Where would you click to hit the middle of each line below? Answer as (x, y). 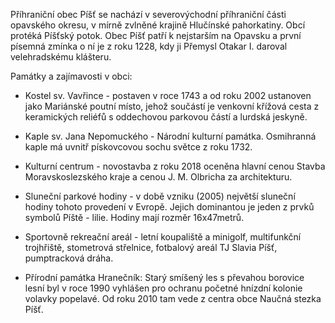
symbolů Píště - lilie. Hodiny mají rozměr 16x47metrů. (134, 217)
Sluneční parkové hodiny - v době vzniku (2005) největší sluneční (160, 196)
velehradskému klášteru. (61, 57)
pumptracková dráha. (69, 258)
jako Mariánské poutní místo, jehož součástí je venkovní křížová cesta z (172, 106)
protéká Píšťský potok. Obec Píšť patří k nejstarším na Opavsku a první (156, 35)
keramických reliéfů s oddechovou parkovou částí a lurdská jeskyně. (166, 117)
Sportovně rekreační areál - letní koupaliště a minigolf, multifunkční (163, 237)
